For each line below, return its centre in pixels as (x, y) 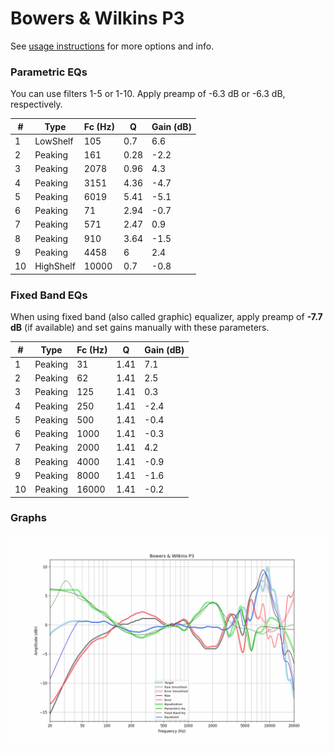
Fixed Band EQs (49, 295)
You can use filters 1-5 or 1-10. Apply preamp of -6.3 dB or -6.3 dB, (148, 94)
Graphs (28, 518)
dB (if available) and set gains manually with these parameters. (140, 328)
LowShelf (54, 141)
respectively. (36, 104)
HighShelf (55, 266)
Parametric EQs (49, 72)
